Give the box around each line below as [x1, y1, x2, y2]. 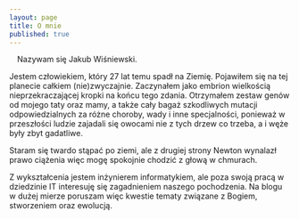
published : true [9, 29, 70, 38]
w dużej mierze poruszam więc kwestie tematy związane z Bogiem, [9, 191, 258, 201]
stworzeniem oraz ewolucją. [9, 200, 113, 211]
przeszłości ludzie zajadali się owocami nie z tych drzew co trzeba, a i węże [9, 118, 288, 129]
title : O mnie [9, 21, 62, 30]
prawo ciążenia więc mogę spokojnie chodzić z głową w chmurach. [9, 155, 258, 166]
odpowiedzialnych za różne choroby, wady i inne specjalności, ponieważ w [9, 109, 286, 120]
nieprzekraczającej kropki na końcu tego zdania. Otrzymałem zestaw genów [9, 90, 290, 101]
